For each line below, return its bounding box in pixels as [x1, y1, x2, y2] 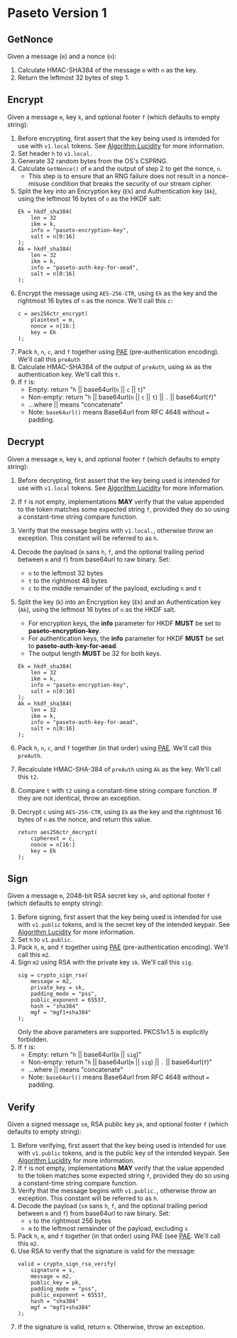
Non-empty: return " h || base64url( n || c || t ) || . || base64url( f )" [28, 393, 217, 401]
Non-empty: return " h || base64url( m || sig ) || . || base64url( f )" [28, 1058, 213, 1066]
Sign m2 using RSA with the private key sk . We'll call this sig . [17, 958, 193, 967]
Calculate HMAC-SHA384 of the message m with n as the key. [17, 66, 198, 74]
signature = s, [31, 1267, 76, 1274]
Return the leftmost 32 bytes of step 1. [17, 73, 130, 82]
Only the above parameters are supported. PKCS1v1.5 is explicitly [17, 1028, 209, 1036]
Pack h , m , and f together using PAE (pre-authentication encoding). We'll [17, 943, 228, 952]
